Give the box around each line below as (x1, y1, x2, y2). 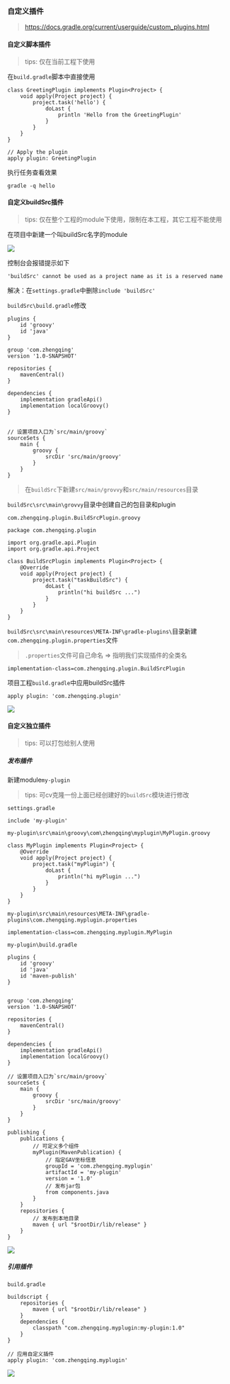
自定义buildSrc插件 (7, 198, 64, 206)
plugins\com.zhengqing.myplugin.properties (7, 917, 138, 924)
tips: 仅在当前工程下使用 (24, 57, 96, 65)
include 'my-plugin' (7, 817, 69, 824)
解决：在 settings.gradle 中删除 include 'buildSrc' (7, 286, 156, 294)
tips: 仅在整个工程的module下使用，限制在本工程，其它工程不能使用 (24, 215, 222, 223)
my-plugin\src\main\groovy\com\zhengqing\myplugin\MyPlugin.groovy (7, 829, 211, 836)
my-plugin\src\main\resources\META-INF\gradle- (7, 910, 151, 917)
